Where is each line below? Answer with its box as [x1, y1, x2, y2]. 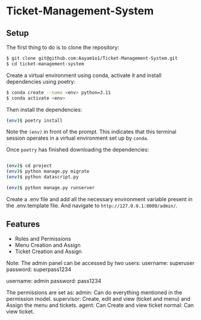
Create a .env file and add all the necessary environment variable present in [6, 195, 193, 202]
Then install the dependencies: [6, 106, 83, 113]
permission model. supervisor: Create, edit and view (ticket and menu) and [6, 295, 190, 302]
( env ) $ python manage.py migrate [6, 168, 90, 174]
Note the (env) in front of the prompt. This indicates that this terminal [6, 128, 176, 136]
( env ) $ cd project [6, 163, 52, 169]
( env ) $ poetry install [6, 118, 63, 124]
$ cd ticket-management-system [6, 61, 84, 67]
